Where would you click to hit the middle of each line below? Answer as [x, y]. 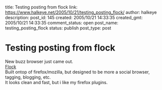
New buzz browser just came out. [39, 61]
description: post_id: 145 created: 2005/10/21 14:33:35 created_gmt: [74, 17]
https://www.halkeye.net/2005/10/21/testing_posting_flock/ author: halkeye [81, 12]
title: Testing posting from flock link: [41, 7]
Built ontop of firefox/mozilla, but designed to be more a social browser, [77, 72]
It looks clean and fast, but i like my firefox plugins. [56, 82]
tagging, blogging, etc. [28, 77]
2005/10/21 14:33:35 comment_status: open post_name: [62, 23]
